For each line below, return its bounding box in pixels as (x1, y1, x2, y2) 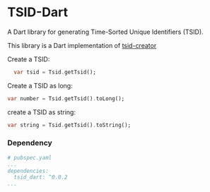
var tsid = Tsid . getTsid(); (13, 68, 97, 76)
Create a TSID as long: (7, 81, 73, 90)
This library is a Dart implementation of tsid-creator (7, 41, 157, 49)
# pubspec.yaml (7, 154, 52, 161)
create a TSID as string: (7, 107, 76, 116)
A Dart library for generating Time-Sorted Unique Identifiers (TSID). (7, 28, 204, 36)
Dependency (7, 138, 53, 148)
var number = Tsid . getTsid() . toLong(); (7, 95, 125, 102)
